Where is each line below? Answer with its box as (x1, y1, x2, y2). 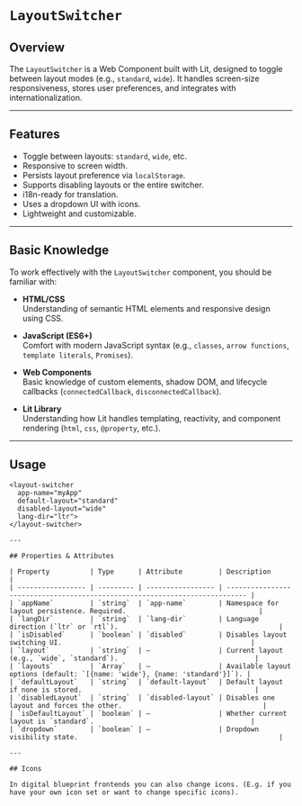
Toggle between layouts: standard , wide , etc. (22, 150, 187, 161)
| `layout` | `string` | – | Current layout (9, 647, 283, 656)
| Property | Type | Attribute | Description (9, 567, 271, 576)
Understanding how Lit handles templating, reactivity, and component (22, 412, 281, 423)
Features (9, 127, 60, 142)
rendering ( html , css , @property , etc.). (22, 422, 161, 433)
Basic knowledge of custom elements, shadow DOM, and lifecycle (22, 376, 268, 387)
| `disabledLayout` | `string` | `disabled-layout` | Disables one (9, 693, 276, 702)
